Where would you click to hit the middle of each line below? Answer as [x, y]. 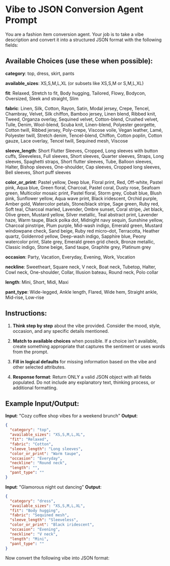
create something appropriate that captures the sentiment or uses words [89, 346]
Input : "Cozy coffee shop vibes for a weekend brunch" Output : [72, 416]
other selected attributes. [39, 367]
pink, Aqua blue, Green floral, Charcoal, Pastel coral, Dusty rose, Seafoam [83, 187]
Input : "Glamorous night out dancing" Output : [53, 487]
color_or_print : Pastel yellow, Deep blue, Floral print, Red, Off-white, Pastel [84, 182]
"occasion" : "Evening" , [35, 529]
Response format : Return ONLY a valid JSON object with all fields [82, 377]
